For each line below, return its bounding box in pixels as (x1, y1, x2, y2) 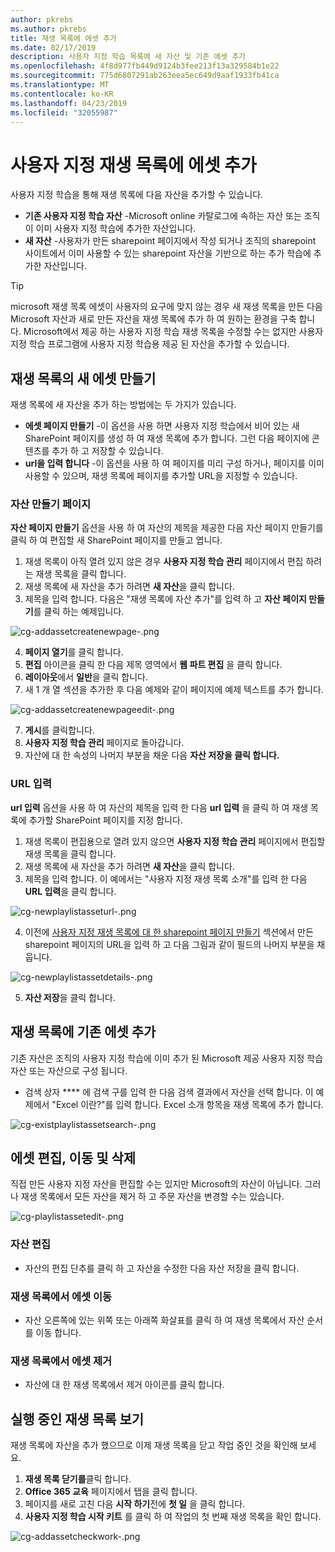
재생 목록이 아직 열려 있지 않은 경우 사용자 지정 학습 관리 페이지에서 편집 (24, 556, 304, 568)
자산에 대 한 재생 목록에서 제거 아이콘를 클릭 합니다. (24, 1379, 225, 1391)
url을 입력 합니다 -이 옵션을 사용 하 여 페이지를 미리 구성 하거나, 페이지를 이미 (24, 457, 325, 470)
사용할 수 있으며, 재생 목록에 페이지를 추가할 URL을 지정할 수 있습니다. (24, 470, 298, 482)
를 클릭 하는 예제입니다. (33, 606, 125, 618)
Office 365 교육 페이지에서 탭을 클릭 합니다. (24, 1486, 198, 1498)
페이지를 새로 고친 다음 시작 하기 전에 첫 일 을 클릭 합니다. (24, 1498, 246, 1510)
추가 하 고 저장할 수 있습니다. (51, 445, 164, 457)
